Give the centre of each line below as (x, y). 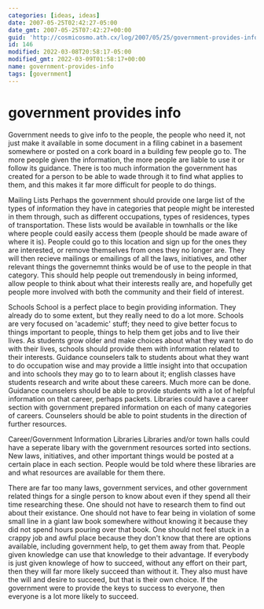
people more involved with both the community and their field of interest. (126, 292)
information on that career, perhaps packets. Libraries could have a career (128, 398)
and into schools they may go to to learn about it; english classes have (122, 373)
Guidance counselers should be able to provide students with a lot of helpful (132, 391)
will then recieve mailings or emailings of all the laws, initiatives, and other (128, 258)
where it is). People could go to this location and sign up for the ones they (128, 241)
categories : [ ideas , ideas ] (54, 15)
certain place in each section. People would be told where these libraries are (132, 464)
